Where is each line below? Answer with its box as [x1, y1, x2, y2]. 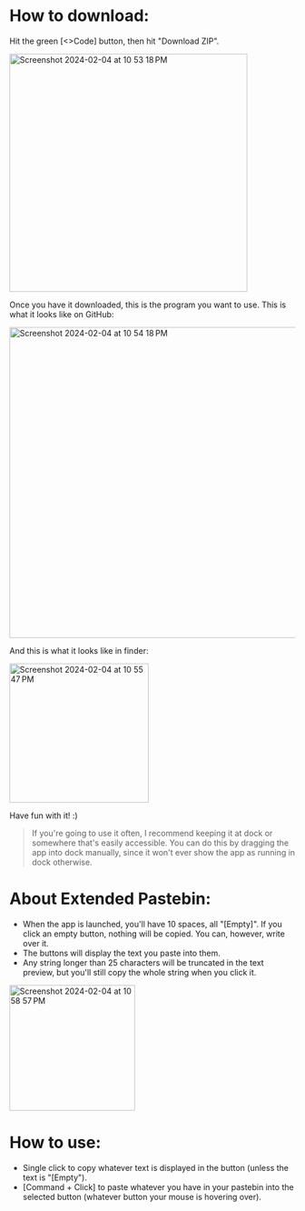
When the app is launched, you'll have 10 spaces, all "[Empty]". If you [22, 918, 283, 929]
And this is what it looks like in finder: [9, 645, 149, 656]
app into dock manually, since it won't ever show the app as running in [31, 846, 296, 857]
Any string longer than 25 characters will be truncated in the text [22, 956, 265, 968]
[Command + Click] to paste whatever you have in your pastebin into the [22, 1181, 294, 1192]
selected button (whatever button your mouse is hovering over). [22, 1191, 261, 1202]
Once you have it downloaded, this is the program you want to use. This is [9, 299, 287, 310]
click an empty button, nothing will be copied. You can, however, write [22, 928, 286, 939]
